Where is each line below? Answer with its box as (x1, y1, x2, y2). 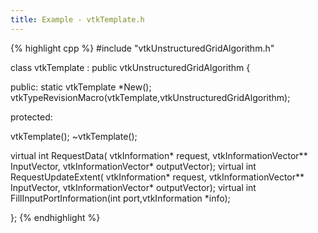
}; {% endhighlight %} (10, 211, 101, 223)
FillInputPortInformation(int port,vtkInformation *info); (10, 192, 231, 204)
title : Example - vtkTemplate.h (10, 14, 145, 25)
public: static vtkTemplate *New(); (10, 81, 152, 93)
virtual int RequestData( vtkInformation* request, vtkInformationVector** (10, 149, 308, 161)
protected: (10, 111, 53, 123)
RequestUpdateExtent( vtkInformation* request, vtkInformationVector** (10, 171, 305, 183)
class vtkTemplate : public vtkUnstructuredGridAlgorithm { (10, 61, 251, 73)
